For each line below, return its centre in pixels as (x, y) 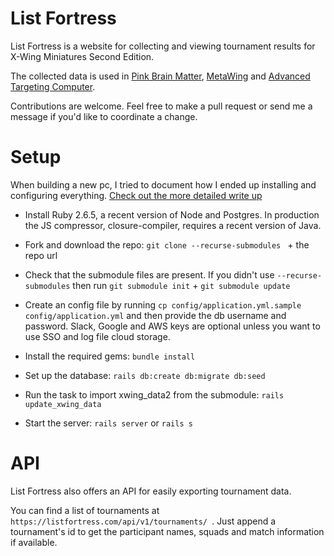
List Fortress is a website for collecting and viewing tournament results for (163, 46)
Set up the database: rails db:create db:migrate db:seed (145, 375)
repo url (41, 255)
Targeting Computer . (53, 86)
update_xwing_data (63, 404)
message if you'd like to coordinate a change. (104, 116)
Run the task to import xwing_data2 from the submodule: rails (154, 394)
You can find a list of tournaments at (85, 510)
